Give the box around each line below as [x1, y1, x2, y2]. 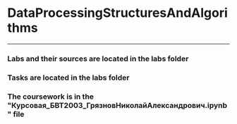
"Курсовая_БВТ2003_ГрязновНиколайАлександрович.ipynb [7, 100, 228, 110]
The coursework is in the [7, 92, 94, 101]
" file [7, 109, 25, 119]
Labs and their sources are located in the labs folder [7, 54, 189, 63]
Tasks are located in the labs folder [7, 73, 130, 82]
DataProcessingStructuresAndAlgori [7, 5, 228, 21]
